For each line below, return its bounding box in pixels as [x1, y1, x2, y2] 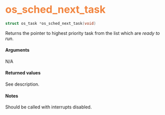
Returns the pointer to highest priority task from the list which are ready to [5, 30, 160, 36]
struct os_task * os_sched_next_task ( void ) [5, 21, 96, 26]
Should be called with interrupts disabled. [5, 104, 92, 110]
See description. [5, 81, 39, 87]
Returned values [5, 70, 41, 76]
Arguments [5, 47, 30, 53]
